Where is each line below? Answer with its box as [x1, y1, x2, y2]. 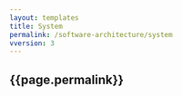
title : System [9, 22, 64, 31]
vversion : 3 [9, 38, 55, 48]
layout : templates [9, 13, 79, 23]
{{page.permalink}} [9, 72, 125, 87]
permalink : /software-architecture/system [9, 30, 173, 39]
